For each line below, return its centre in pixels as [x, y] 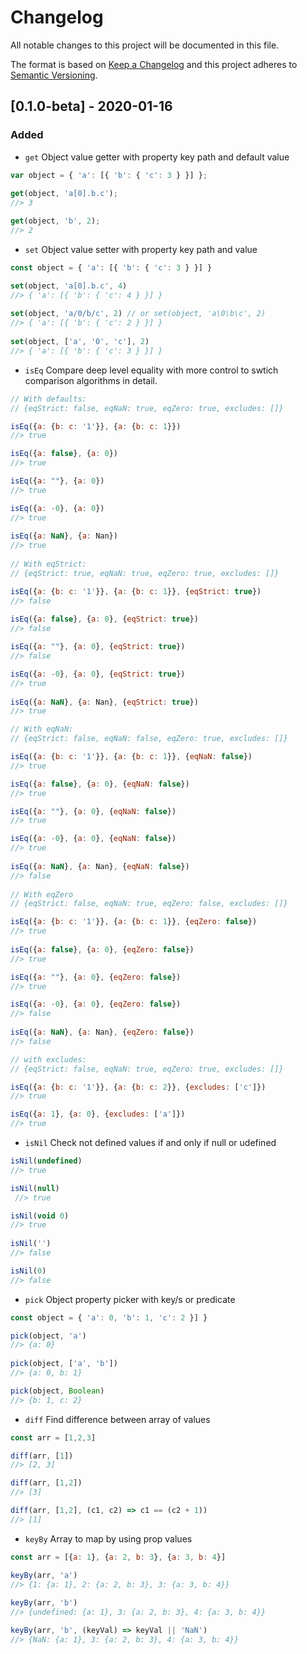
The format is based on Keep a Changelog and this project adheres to [154, 64]
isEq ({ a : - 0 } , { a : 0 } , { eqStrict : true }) [98, 674]
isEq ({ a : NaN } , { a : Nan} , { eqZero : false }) [102, 1032]
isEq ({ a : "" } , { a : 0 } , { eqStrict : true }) [98, 647]
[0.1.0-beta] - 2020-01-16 [91, 106]
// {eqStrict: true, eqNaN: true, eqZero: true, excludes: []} [145, 573]
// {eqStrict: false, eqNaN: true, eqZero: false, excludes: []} [149, 904]
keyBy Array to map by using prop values [108, 1538]
